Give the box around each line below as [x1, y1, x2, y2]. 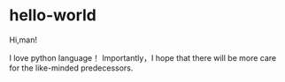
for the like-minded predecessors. [9, 63, 134, 73]
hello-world [9, 5, 97, 26]
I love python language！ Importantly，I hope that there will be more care [9, 52, 277, 63]
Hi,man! [9, 34, 38, 45]
